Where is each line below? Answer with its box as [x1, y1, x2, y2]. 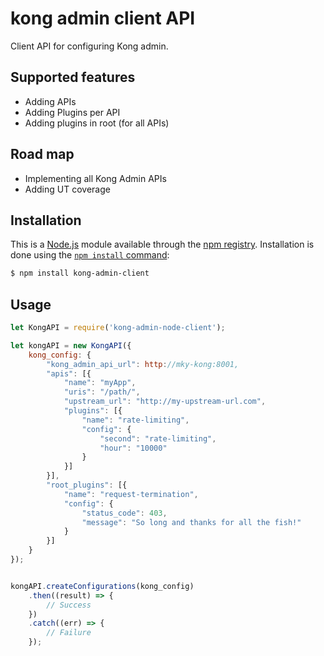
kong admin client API [10, 7, 196, 30]
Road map [10, 146, 75, 163]
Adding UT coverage [24, 183, 111, 195]
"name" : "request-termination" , [63, 489, 199, 499]
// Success [46, 600, 92, 610]
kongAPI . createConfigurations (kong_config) [10, 581, 195, 591]
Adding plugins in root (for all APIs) [24, 117, 170, 129]
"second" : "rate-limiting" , [99, 433, 217, 444]
